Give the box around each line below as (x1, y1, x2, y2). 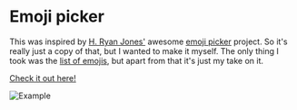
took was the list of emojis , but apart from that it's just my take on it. (9, 55, 264, 66)
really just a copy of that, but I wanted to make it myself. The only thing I (9, 45, 279, 56)
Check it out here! (9, 72, 77, 83)
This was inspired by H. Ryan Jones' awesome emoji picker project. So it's (9, 36, 288, 47)
